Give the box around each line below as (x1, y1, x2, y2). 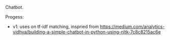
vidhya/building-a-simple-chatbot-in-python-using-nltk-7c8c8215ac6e (12, 29, 161, 34)
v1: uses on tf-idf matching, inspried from (12, 23, 99, 29)
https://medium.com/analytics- (99, 23, 165, 29)
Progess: (5, 14, 24, 19)
